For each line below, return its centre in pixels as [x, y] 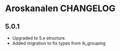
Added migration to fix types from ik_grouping [59, 43]
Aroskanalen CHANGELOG [60, 8]
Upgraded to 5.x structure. [39, 38]
